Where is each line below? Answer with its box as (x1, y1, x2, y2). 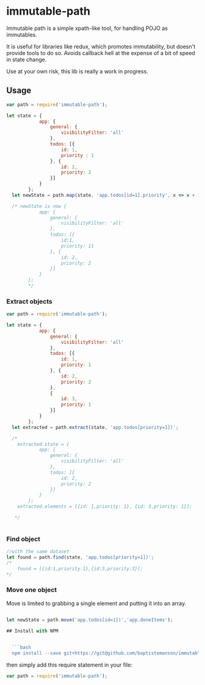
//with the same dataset (6, 549, 70, 555)
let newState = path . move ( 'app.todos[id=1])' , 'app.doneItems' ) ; (6, 617, 173, 623)
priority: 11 (60, 243, 95, 249)
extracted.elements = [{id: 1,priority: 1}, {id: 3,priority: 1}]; (17, 504, 192, 510)
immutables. (6, 31, 38, 38)
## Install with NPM (6, 628, 59, 634)
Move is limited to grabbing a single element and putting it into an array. (6, 599, 187, 607)
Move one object (6, 585, 57, 594)
